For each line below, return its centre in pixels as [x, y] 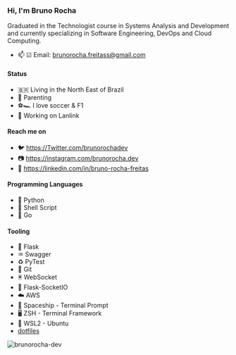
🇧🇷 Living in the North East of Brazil [71, 89]
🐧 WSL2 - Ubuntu [43, 323]
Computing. [24, 41]
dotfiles [29, 331]
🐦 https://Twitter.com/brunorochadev [73, 147]
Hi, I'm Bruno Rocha [42, 11]
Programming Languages [45, 185]
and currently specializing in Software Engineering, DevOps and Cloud [110, 33]
